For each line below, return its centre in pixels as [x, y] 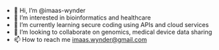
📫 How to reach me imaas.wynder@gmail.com [80, 40]
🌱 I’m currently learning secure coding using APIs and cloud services [111, 25]
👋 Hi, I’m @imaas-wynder [49, 10]
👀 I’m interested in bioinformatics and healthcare [82, 18]
